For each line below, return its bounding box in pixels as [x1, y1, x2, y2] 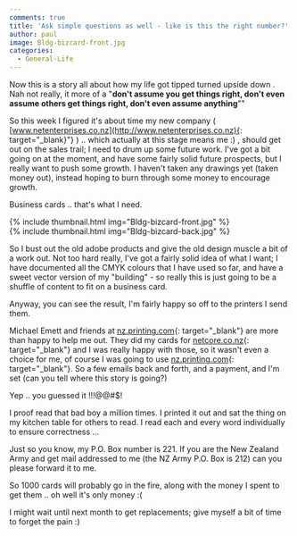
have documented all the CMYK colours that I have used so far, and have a [9, 263, 284, 272]
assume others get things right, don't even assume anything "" [9, 98, 245, 108]
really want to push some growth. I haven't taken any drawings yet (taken [9, 163, 279, 173]
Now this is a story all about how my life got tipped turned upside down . [9, 80, 276, 89]
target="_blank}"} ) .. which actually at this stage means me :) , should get [9, 135, 281, 145]
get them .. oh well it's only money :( [9, 490, 143, 500]
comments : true [9, 13, 66, 22]
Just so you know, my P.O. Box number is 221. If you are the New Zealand [9, 444, 279, 454]
